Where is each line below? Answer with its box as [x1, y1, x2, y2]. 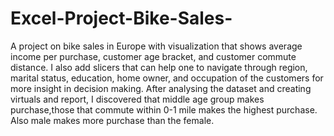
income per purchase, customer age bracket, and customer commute [10, 50, 297, 62]
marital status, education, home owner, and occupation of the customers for [10, 72, 324, 84]
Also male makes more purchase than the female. [10, 114, 215, 126]
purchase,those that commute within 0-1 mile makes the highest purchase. [10, 103, 318, 116]
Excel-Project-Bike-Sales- [10, 7, 233, 30]
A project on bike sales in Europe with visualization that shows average [10, 40, 303, 52]
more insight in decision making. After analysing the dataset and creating [10, 82, 312, 94]
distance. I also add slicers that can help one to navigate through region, [10, 61, 308, 73]
